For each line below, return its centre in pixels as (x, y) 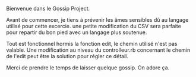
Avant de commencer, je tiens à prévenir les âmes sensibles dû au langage (97, 20)
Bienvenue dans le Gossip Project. (48, 9)
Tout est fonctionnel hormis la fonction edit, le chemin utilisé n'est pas (92, 44)
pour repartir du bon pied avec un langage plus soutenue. (77, 32)
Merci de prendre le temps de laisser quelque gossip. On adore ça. (88, 68)
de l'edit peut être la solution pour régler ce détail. (67, 56)
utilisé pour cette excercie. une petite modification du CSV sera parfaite (94, 26)
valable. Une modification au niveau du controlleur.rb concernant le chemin (98, 50)
